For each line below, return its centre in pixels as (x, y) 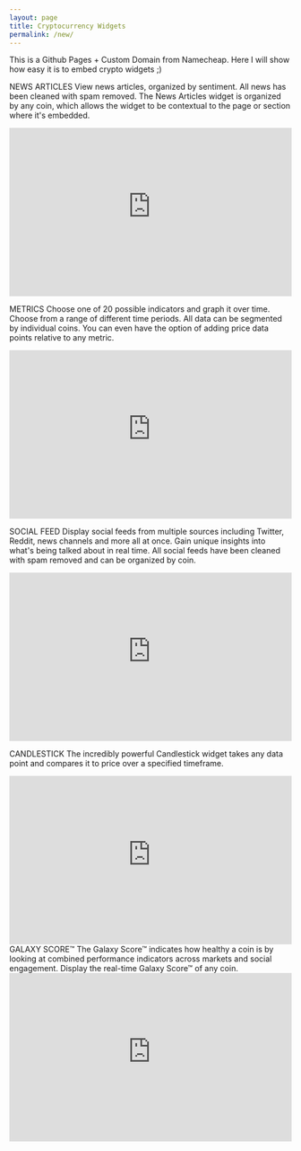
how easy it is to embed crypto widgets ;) (86, 69)
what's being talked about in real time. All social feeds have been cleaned (145, 551)
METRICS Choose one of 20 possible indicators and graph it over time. (140, 309)
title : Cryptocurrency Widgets (68, 26)
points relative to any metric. (62, 338)
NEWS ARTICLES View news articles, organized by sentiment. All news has (148, 87)
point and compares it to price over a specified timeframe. (116, 764)
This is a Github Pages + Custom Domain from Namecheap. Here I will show (150, 60)
